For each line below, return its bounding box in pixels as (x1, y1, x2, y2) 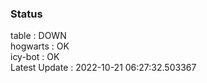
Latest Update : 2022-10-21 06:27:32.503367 (10, 62, 197, 74)
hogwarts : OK (10, 40, 70, 52)
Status (10, 7, 43, 21)
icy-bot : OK (10, 51, 60, 63)
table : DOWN (10, 30, 67, 42)
